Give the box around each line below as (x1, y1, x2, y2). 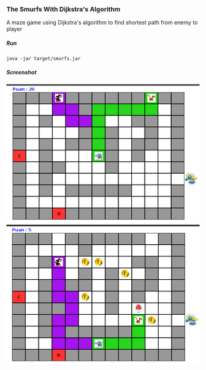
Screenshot (6, 68, 37, 75)
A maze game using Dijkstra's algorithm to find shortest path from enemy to (6, 19, 198, 26)
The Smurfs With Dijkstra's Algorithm (6, 5, 121, 13)
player (6, 25, 23, 33)
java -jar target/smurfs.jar (6, 56, 81, 62)
